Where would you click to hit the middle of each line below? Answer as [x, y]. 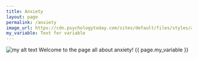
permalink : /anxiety [32, 22]
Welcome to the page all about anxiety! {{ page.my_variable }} [113, 50]
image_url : [19, 28]
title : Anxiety [25, 11]
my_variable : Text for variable [46, 33]
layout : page [22, 17]
